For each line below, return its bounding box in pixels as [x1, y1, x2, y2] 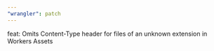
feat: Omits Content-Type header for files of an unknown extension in [7, 29, 208, 38]
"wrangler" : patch [7, 10, 61, 17]
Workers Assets [7, 36, 53, 45]
